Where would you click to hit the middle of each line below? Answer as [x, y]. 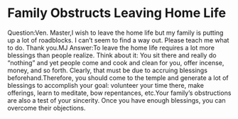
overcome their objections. [47, 108]
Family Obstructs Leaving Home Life [117, 13]
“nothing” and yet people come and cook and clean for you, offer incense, [116, 62]
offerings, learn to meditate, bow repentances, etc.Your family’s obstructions [119, 93]
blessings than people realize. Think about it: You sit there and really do [112, 55]
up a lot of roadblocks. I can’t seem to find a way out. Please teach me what [118, 40]
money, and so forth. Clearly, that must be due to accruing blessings [108, 70]
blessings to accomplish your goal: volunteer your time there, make [106, 85]
